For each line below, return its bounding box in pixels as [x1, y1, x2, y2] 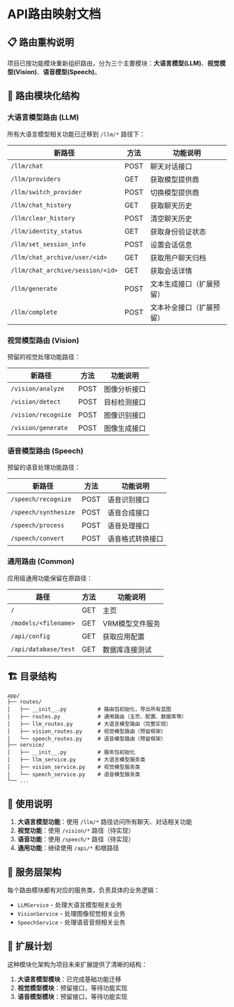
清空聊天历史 [150, 214, 193, 223]
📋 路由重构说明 [7, 36, 75, 48]
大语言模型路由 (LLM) [7, 113, 79, 122]
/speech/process [10, 521, 65, 530]
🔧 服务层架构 [7, 866, 61, 878]
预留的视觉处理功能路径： [7, 352, 81, 360]
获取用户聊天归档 [150, 253, 207, 262]
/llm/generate [10, 285, 58, 292]
